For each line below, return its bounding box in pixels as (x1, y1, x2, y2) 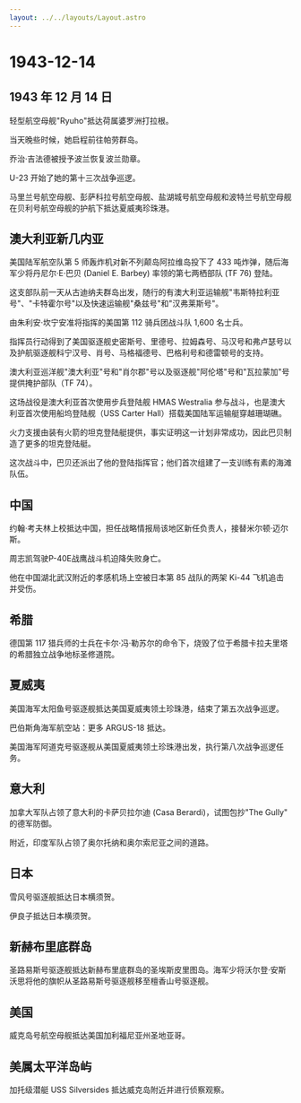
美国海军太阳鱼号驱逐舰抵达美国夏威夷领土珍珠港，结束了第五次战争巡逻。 (9, 703, 284, 714)
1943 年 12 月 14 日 (9, 90, 113, 105)
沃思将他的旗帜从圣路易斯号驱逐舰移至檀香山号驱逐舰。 (9, 976, 213, 986)
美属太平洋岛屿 (9, 1059, 92, 1074)
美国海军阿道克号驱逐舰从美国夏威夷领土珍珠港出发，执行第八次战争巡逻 (9, 741, 276, 751)
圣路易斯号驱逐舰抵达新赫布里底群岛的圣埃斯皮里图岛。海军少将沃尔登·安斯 (9, 965, 287, 976)
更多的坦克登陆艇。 (24, 439, 96, 449)
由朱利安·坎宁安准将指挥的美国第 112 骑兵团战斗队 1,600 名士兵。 (9, 317, 248, 328)
